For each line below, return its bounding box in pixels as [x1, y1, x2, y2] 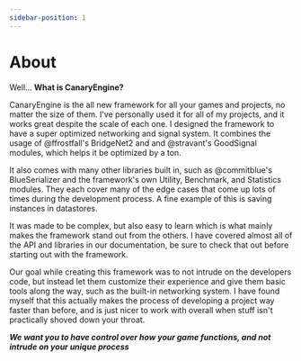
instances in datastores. [9, 203, 98, 213]
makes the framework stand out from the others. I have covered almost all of [9, 230, 293, 240]
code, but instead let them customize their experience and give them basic [9, 275, 286, 286]
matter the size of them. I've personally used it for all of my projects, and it [9, 109, 285, 120]
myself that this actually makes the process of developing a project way [9, 294, 275, 306]
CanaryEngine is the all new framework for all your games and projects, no [9, 99, 286, 110]
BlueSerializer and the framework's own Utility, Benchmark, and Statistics [9, 174, 281, 185]
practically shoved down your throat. [9, 314, 146, 325]
